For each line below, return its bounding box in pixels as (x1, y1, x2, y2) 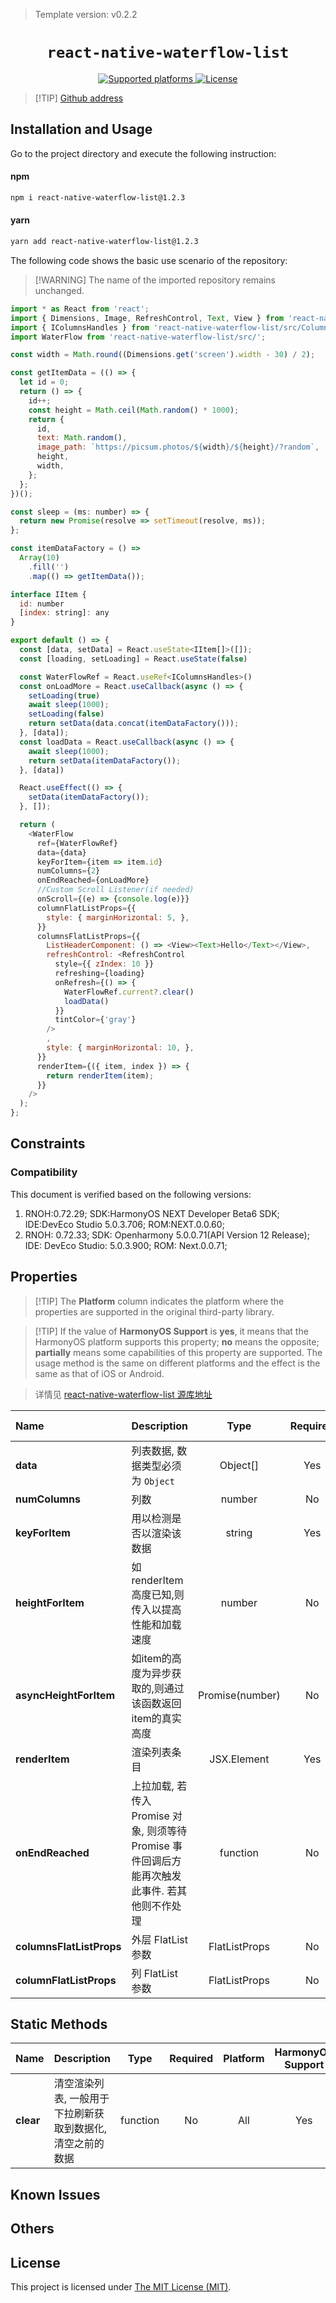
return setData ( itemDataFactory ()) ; (28, 755, 182, 766)
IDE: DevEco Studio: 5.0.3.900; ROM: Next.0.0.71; (24, 1239, 228, 1251)
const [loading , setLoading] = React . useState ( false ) (19, 654, 248, 664)
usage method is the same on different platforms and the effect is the (34, 1357, 321, 1369)
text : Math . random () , (36, 433, 128, 443)
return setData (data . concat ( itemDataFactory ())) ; (28, 719, 240, 729)
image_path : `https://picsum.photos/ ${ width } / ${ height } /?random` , (36, 442, 320, 453)
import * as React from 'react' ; (10, 304, 150, 314)
